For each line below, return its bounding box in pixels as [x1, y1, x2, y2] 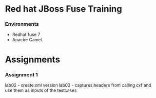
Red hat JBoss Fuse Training [5, 3, 122, 15]
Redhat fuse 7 [12, 32, 40, 37]
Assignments [5, 54, 60, 65]
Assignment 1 [5, 71, 38, 78]
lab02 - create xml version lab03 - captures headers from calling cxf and [5, 82, 152, 88]
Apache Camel [12, 37, 42, 43]
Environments [5, 21, 39, 28]
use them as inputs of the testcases [5, 87, 77, 93]
